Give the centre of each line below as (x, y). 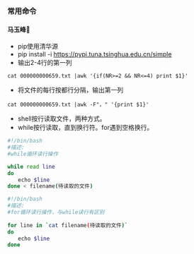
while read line (31, 167)
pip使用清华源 (38, 47)
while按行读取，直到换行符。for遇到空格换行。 (85, 128)
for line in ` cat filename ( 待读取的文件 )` (68, 225)
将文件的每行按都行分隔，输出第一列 (70, 90)
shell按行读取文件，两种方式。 (62, 119)
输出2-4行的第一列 (45, 63)
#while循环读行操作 (33, 154)
